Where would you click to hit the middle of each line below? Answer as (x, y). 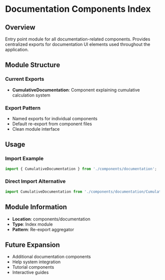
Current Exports (25, 79)
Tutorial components (33, 267)
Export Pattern (23, 108)
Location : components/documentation (51, 219)
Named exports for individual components (55, 118)
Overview (20, 27)
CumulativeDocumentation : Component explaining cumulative (76, 90)
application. (17, 50)
